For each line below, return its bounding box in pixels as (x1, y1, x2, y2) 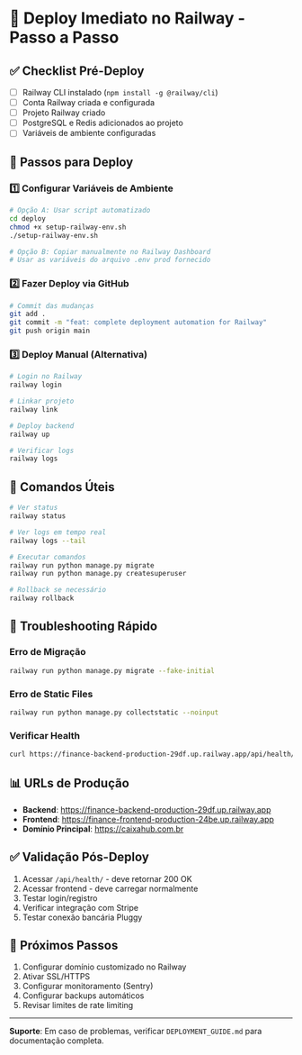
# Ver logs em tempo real (9, 527, 106, 537)
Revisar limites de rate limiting (22, 1000, 134, 1011)
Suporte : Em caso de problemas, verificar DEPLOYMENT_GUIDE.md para (9, 1026, 262, 1037)
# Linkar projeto (9, 396, 75, 406)
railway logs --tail (9, 536, 87, 545)
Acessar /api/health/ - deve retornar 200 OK (22, 873, 192, 884)
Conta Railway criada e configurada (22, 97, 155, 108)
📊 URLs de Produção (9, 776, 130, 791)
